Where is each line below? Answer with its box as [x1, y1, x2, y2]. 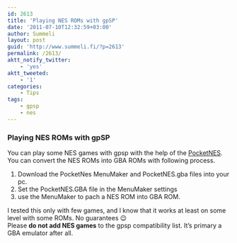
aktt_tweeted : [7, 69, 50, 77]
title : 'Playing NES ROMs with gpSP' [7, 17, 119, 24]
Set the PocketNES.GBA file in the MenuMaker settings [17, 185, 178, 193]
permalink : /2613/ [7, 50, 62, 57]
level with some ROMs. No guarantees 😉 [7, 214, 127, 222]
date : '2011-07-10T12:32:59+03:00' [7, 23, 112, 30]
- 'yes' [20, 63, 42, 70]
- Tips [20, 89, 40, 96]
